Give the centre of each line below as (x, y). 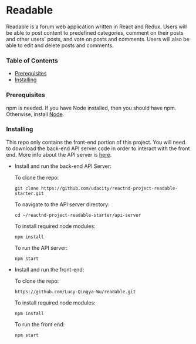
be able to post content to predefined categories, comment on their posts (95, 32)
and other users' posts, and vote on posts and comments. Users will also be (98, 39)
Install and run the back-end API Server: (63, 166)
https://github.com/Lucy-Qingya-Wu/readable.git (75, 292)
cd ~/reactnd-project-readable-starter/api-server (78, 215)
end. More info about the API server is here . (59, 154)
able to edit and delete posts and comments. (60, 45)
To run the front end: (40, 324)
